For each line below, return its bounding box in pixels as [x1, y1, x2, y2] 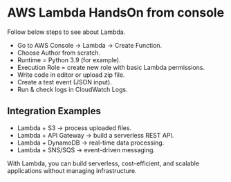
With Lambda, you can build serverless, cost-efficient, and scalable [7, 159, 199, 167]
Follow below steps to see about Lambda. [7, 28, 126, 36]
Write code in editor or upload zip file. [17, 71, 125, 79]
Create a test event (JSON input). [17, 78, 113, 86]
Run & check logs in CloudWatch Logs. [17, 85, 128, 93]
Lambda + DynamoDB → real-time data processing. [17, 138, 165, 147]
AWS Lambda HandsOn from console [7, 5, 225, 21]
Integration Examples [7, 105, 102, 117]
